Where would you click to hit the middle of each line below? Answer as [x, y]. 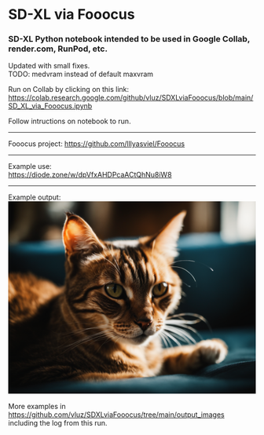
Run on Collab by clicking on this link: [69, 90]
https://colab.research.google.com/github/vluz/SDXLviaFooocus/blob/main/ [131, 98]
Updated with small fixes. [49, 66]
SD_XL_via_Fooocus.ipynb [50, 106]
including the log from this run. [58, 423]
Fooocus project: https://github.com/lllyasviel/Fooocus [97, 144]
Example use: [30, 166]
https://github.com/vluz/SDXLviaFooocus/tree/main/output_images [117, 415]
